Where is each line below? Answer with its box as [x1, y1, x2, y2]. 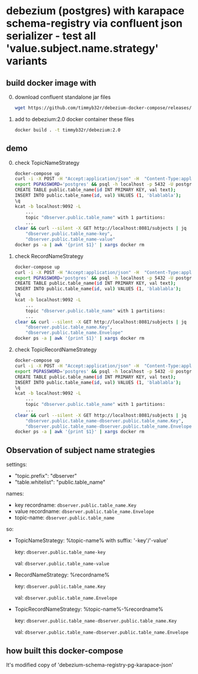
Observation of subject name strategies [6, 445, 156, 455]
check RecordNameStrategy [14, 252, 84, 259]
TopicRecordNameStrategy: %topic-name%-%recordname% [14, 605, 164, 613]
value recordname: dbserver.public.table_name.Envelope [14, 508, 154, 515]
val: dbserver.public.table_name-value [14, 560, 110, 567]
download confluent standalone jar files [14, 93, 111, 100]
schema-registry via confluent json [6, 17, 183, 30]
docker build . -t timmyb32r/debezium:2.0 [14, 127, 121, 133]
